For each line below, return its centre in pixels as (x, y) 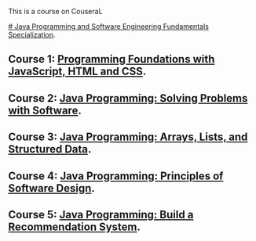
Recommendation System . (75, 227)
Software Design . (52, 188)
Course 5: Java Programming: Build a (101, 214)
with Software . (45, 110)
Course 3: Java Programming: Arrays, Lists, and (128, 137)
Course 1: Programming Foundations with (112, 59)
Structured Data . (50, 149)
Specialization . (32, 35)
